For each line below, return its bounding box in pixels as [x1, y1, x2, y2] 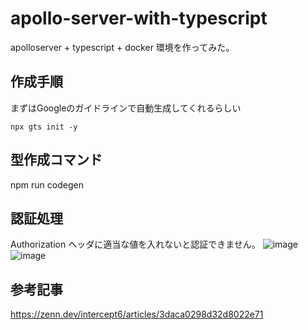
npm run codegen [10, 178, 84, 191]
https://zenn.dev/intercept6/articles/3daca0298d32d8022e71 [10, 308, 264, 321]
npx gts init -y [10, 122, 78, 132]
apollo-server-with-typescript [10, 7, 268, 30]
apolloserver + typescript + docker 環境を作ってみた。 [10, 41, 235, 53]
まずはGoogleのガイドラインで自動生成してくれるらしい [10, 102, 242, 114]
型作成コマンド [10, 152, 103, 169]
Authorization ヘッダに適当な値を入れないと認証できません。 [10, 238, 261, 251]
